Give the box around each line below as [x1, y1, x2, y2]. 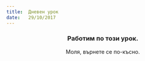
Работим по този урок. [67, 34, 139, 43]
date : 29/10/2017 [6, 14, 56, 21]
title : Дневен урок [6, 8, 59, 15]
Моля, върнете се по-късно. [65, 48, 140, 55]
